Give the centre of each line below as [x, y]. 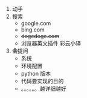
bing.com [33, 30]
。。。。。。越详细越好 [43, 89]
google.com [36, 23]
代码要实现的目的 [42, 81]
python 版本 [36, 73]
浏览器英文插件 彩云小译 [51, 43]
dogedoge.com [40, 36]
